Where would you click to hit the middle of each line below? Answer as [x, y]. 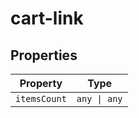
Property [41, 83]
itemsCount [41, 98]
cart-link [47, 18]
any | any [99, 98]
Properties [44, 55]
